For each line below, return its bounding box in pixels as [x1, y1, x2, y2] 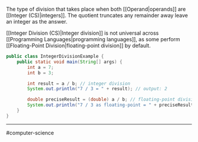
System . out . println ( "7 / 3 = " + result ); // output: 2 [27, 86, 167, 92]
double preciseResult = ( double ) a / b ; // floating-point [27, 97, 176, 103]
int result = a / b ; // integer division [27, 80, 131, 87]
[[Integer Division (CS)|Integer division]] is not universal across [6, 29, 159, 37]
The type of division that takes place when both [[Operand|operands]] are [6, 6, 186, 12]
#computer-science [6, 129, 54, 136]
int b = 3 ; [27, 70, 54, 76]
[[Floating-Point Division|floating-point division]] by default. [6, 42, 151, 49]
